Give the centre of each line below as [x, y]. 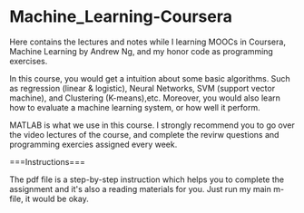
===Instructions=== [48, 161]
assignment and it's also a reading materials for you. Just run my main [141, 189]
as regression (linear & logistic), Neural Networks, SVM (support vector [142, 88]
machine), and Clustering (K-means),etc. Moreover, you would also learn [145, 98]
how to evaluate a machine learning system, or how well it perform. [135, 107]
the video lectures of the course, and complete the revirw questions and [144, 134]
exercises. [29, 61]
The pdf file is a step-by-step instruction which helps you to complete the [147, 179]
